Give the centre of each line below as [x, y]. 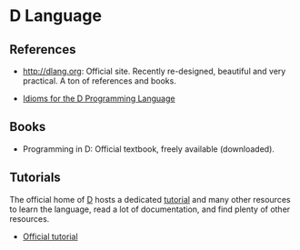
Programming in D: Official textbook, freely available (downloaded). [149, 149]
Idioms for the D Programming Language [99, 98]
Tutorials [35, 178]
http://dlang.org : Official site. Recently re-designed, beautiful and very [154, 71]
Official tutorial [50, 236]
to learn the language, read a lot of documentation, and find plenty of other [150, 209]
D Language [56, 16]
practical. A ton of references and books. [100, 81]
